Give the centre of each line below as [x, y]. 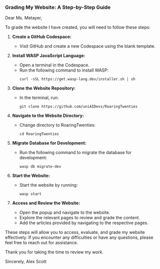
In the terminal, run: [39, 98]
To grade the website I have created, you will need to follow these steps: [78, 27]
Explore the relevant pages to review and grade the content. [80, 218]
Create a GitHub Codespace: [42, 37]
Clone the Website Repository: [44, 88]
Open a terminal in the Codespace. [54, 65]
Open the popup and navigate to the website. [65, 212]
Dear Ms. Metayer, [24, 18]
